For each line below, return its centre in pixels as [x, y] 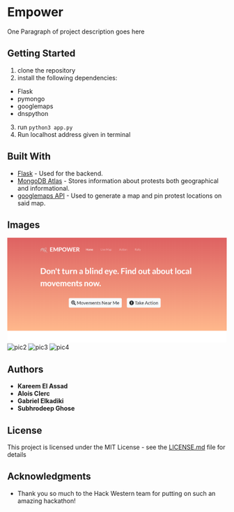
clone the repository [46, 70]
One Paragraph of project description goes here [76, 31]
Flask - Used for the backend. [60, 173]
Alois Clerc [33, 394]
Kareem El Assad [42, 386]
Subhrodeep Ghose [46, 409]
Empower [36, 12]
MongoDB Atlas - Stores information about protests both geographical [118, 181]
